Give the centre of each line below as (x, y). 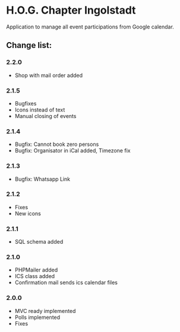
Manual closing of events (45, 116)
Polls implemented (37, 317)
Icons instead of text (40, 110)
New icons (28, 213)
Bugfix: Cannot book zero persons (57, 144)
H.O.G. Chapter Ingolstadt (71, 10)
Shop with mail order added (49, 75)
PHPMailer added (36, 270)
